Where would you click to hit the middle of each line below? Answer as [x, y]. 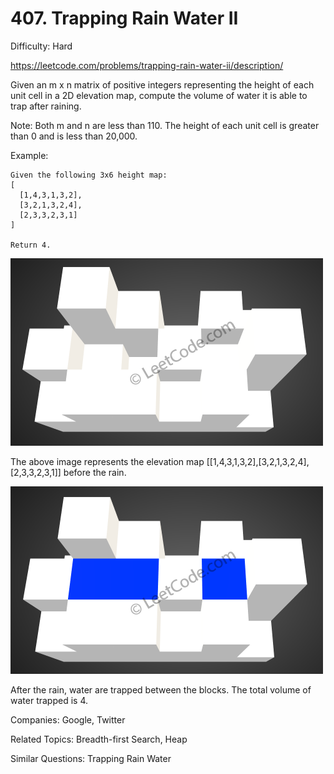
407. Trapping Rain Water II [124, 18]
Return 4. [31, 245]
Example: [29, 155]
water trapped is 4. [49, 700]
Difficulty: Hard [41, 46]
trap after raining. [46, 106]
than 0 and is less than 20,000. [74, 136]
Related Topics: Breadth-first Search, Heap [99, 739]
